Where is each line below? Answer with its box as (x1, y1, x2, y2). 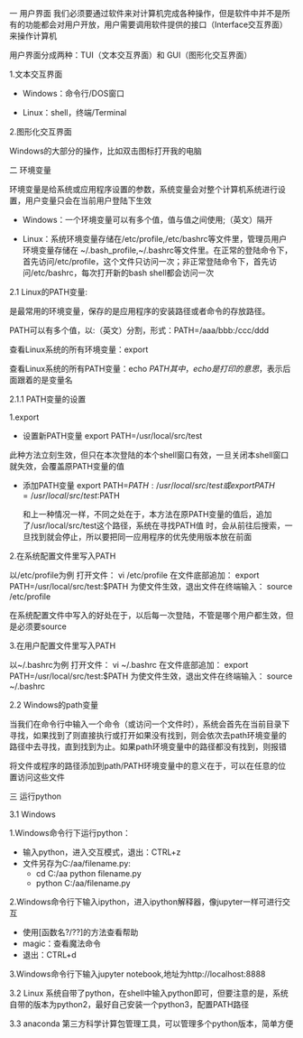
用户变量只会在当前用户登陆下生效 (24, 195, 151, 206)
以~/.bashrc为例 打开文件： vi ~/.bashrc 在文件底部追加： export (9, 660, 249, 670)
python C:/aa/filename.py (35, 878, 131, 888)
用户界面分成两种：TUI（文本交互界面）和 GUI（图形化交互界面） (9, 50, 252, 60)
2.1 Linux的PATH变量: (9, 287, 88, 297)
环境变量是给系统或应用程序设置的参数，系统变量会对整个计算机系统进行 (9, 184, 278, 194)
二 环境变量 (9, 165, 51, 175)
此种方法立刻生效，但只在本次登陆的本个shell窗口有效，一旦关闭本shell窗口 (9, 449, 289, 460)
